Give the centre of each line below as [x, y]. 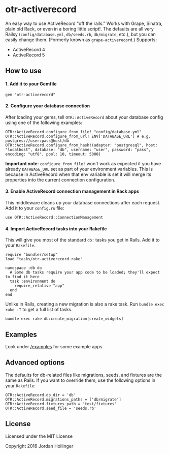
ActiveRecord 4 [29, 49]
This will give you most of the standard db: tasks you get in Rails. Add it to [82, 240]
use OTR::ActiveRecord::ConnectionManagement [54, 217]
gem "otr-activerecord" [30, 95]
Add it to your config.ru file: [35, 208]
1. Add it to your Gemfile [31, 84]
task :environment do [33, 281]
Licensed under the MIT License [39, 436]
